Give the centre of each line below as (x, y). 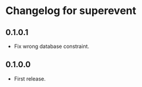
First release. (30, 79)
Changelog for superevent (71, 11)
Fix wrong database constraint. (51, 46)
